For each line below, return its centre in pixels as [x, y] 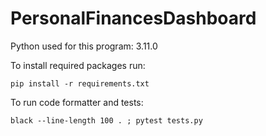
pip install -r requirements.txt [80, 83]
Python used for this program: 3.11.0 [84, 46]
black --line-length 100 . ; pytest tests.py [106, 120]
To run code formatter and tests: [77, 102]
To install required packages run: [78, 65]
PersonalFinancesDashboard [133, 18]
